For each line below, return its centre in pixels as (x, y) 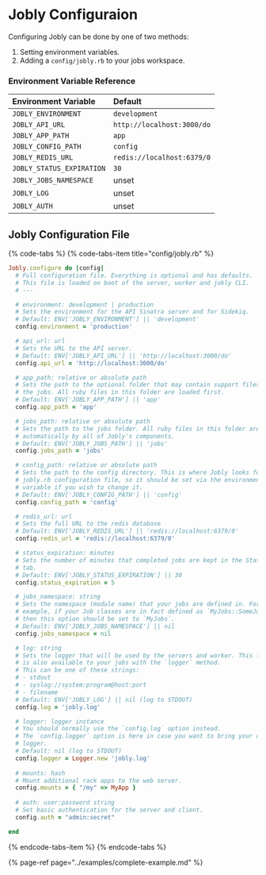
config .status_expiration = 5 (65, 582)
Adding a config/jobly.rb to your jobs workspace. (102, 60)
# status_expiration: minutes (65, 553)
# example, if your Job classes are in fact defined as (109, 612)
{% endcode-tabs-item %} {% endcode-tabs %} (87, 846)
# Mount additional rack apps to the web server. (99, 781)
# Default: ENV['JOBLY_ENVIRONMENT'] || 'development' (108, 319)
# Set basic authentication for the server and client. (109, 810)
